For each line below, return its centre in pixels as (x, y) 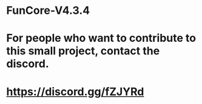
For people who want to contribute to (101, 38)
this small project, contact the (83, 51)
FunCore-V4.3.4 (48, 11)
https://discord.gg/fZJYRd (75, 92)
